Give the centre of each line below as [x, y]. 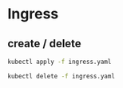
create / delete [44, 44]
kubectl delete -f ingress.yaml [61, 76]
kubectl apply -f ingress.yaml [60, 62]
